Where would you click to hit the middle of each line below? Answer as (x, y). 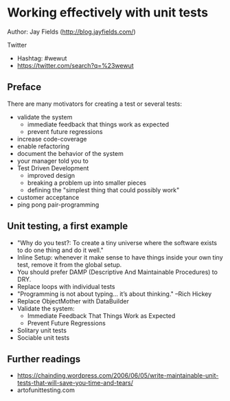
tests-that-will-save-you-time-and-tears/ (75, 383)
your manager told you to (53, 161)
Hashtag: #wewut (42, 58)
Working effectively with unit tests (107, 13)
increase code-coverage (52, 139)
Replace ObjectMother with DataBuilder (73, 301)
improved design (51, 175)
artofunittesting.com (46, 390)
